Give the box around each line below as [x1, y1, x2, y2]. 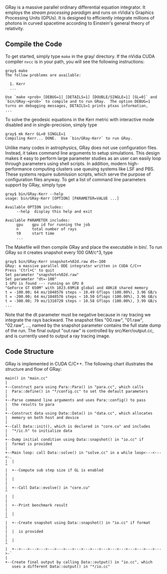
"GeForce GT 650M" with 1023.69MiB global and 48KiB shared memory [5, 285, 149, 290]
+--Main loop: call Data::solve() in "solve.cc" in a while [5, 450, 133, 455]
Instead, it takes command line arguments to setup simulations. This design [5, 150, 160, 156]
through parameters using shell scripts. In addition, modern [5, 160, 127, 167]
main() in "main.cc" [5, 375, 48, 381]
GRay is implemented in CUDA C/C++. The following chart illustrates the [5, 360, 154, 367]
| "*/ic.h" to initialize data [5, 428, 72, 433]
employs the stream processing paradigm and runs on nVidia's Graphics [5, 10, 154, 16]
